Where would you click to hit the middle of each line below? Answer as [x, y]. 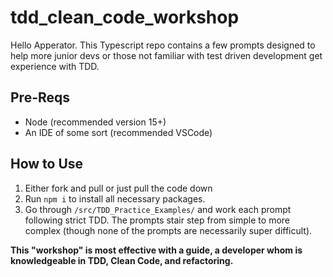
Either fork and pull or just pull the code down [118, 188]
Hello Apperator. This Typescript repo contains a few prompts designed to [163, 45]
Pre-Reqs [40, 97]
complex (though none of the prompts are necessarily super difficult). [168, 230]
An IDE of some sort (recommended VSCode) [118, 132]
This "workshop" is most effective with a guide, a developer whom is [156, 250]
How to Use [47, 164]
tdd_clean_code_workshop [125, 17]
